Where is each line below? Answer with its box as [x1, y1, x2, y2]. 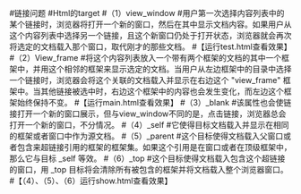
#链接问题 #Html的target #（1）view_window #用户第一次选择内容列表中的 [9, 8, 285, 18]
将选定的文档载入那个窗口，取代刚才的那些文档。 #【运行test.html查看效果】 [9, 41, 292, 52]
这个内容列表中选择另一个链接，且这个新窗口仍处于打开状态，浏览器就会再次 [9, 30, 292, 40]
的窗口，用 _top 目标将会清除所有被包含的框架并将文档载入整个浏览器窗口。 [9, 164, 288, 174]
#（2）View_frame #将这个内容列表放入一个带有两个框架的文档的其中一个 [9, 53, 282, 63]
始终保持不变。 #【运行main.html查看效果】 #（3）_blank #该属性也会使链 [16, 97, 292, 107]
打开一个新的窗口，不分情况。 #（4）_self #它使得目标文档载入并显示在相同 [9, 120, 289, 130]
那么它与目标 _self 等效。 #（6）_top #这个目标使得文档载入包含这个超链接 [9, 153, 286, 164]
